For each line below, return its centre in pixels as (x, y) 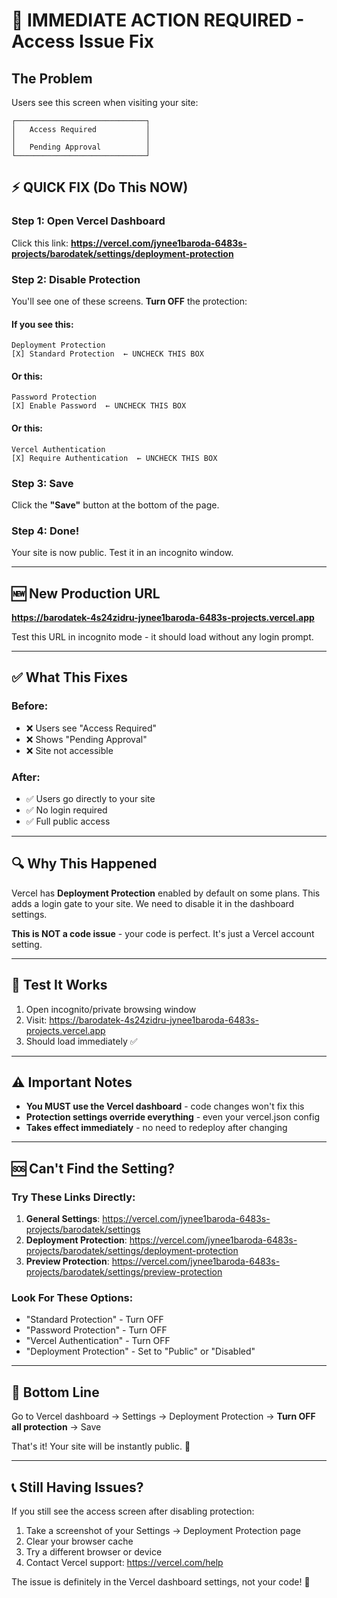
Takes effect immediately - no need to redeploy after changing (156, 1128)
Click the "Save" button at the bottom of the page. (115, 505)
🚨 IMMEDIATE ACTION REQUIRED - (158, 20)
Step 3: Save (42, 483)
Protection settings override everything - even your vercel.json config (172, 1117)
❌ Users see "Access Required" (91, 728)
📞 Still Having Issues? (77, 1487)
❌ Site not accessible (69, 750)
